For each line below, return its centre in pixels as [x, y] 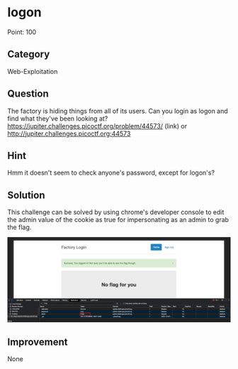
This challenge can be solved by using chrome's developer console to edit [116, 212]
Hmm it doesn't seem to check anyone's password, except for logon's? [111, 173]
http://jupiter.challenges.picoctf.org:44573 [69, 133]
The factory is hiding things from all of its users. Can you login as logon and [118, 111]
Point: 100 [22, 32]
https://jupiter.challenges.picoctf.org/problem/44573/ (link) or [97, 126]
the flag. [19, 227]
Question [28, 94]
